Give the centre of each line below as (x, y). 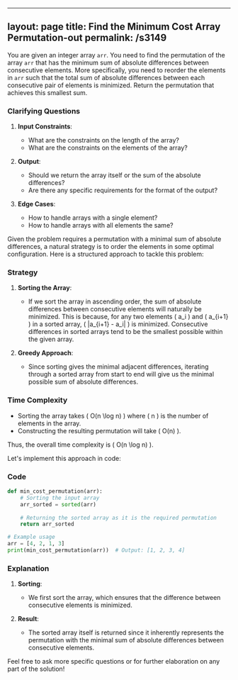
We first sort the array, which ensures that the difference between (124, 598)
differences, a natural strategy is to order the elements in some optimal (111, 247)
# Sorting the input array (60, 498)
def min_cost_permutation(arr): (55, 491)
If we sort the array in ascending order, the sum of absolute (115, 301)
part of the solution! (36, 669)
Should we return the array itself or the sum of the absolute (114, 175)
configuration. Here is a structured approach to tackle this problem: (106, 254)
